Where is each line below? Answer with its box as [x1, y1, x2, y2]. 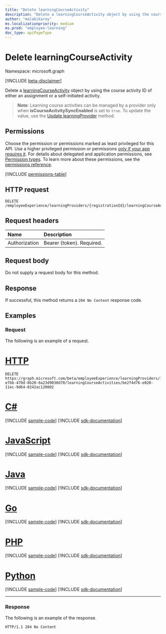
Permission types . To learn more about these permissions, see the [5, 156, 140, 162]
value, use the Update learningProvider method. [17, 113, 115, 119]
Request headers [5, 216, 59, 225]
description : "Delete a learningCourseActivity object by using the [5, 12, 149, 17]
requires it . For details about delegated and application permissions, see [5, 151, 152, 157]
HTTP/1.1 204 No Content [5, 624, 56, 630]
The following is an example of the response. [5, 615, 97, 621]
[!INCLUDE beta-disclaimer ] [5, 77, 62, 83]
